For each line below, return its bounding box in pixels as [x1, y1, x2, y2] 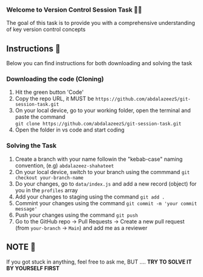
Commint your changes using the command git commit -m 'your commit [15, 199, 198, 206]
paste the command [15, 113, 66, 121]
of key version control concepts [6, 26, 86, 33]
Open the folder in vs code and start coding [15, 126, 125, 133]
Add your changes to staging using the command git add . [15, 193, 165, 200]
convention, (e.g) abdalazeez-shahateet [15, 161, 114, 169]
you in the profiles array [15, 186, 78, 194]
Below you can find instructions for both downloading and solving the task [6, 60, 193, 67]
